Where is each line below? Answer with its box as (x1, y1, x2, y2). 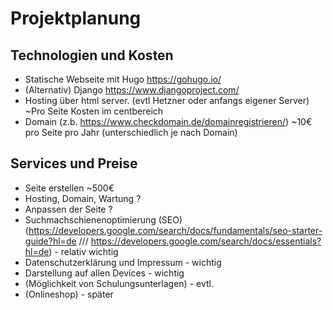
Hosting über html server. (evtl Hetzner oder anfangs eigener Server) (24, 95, 310, 106)
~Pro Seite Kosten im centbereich (24, 105, 164, 117)
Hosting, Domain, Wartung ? (24, 192, 142, 204)
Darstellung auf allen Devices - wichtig (24, 267, 185, 279)
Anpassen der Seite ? (24, 203, 113, 215)
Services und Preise (10, 155, 138, 172)
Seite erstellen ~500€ (24, 182, 115, 194)
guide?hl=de (24, 235, 77, 247)
